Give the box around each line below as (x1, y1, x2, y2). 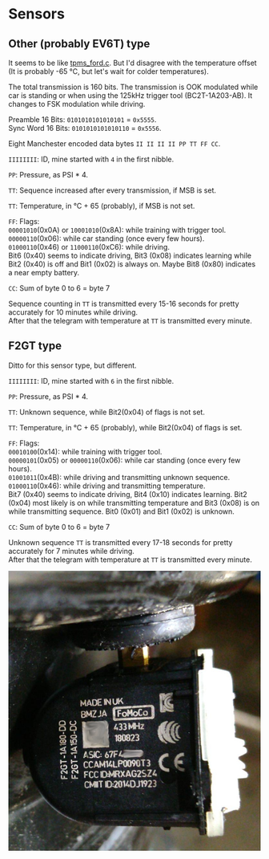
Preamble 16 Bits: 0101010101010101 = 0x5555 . (8, 115, 157, 124)
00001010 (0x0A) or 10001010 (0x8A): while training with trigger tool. (8, 226, 227, 234)
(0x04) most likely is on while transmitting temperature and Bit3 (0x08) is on (8, 498, 260, 507)
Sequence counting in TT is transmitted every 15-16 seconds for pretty (8, 299, 239, 308)
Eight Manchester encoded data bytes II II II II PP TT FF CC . (8, 139, 221, 149)
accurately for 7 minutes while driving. (8, 546, 134, 556)
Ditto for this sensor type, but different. (8, 360, 138, 370)
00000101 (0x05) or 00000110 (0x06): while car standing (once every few (8, 455, 241, 465)
